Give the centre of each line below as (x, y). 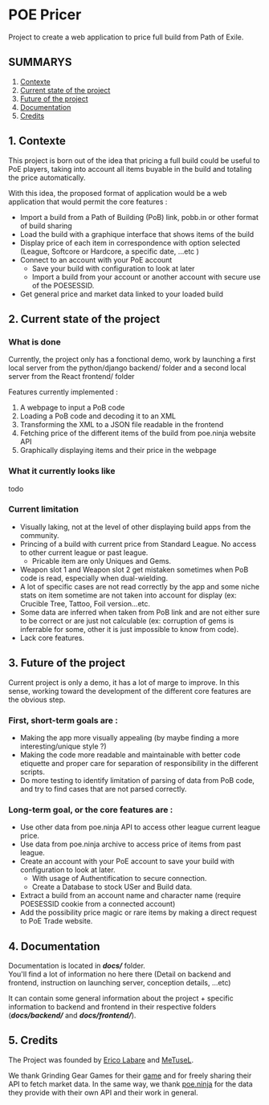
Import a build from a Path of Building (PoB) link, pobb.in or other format (139, 217)
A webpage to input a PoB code (72, 408)
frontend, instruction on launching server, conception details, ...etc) (120, 983)
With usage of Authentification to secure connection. (119, 879)
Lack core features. (52, 638)
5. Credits (33, 1040)
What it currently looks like (62, 471)
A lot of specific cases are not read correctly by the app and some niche (139, 586)
